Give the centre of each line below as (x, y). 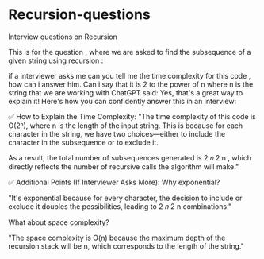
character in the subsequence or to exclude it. (83, 142)
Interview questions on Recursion (63, 37)
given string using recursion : (56, 60)
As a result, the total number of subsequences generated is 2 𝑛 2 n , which (130, 157)
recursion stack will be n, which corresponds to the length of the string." (126, 246)
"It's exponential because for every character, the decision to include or (125, 198)
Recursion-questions (79, 15)
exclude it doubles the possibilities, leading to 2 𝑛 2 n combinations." (120, 206)
